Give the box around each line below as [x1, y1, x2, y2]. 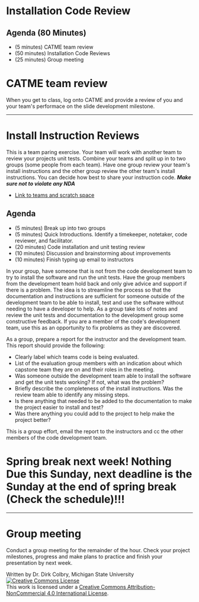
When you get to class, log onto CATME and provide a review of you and [6, 96, 183, 103]
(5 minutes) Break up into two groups [14, 224, 106, 232]
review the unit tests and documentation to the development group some [6, 311, 184, 318]
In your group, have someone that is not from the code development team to [6, 267, 192, 274]
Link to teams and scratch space [14, 191, 95, 198]
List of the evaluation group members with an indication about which [14, 360, 182, 367]
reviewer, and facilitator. [14, 237, 74, 244]
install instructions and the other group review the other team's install [6, 167, 176, 174]
